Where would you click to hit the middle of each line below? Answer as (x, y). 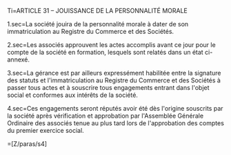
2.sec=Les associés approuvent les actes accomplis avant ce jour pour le (111, 45)
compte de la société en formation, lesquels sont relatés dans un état (105, 52)
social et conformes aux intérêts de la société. (72, 95)
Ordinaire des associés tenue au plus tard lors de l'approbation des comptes (115, 123)
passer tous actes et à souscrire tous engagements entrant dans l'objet (108, 88)
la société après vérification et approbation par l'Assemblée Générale (106, 116)
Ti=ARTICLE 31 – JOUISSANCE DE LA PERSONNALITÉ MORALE (97, 11)
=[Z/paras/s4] (27, 144)
